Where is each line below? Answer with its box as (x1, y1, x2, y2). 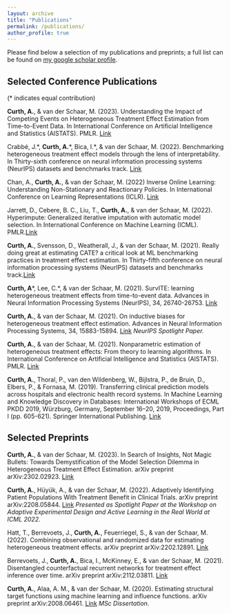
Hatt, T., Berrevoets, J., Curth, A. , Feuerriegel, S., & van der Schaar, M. (7, 528, 208, 537)
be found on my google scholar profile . (7, 56, 118, 64)
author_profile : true (7, 29, 70, 37)
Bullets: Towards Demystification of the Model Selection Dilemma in (7, 457, 200, 466)
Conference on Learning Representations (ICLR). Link (7, 192, 159, 201)
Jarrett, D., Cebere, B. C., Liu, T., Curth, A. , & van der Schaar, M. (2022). (7, 206, 212, 215)
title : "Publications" (7, 17, 72, 23)
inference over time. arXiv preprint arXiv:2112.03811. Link (7, 571, 168, 580)
